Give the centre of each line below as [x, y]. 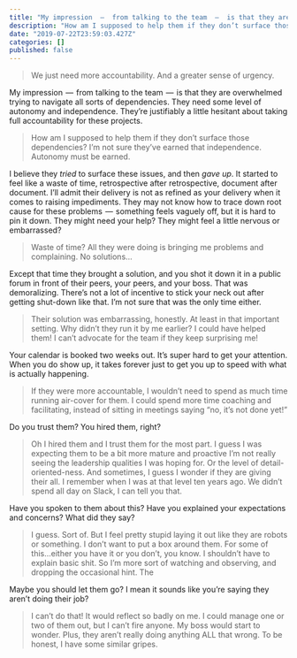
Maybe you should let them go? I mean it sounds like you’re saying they [139, 590]
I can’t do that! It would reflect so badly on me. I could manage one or [157, 616]
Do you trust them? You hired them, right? [85, 427]
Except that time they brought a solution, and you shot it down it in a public [145, 274]
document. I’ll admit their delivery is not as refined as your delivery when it [145, 193]
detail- [272, 463]
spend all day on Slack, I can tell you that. [107, 491]
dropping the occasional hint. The [92, 572]
